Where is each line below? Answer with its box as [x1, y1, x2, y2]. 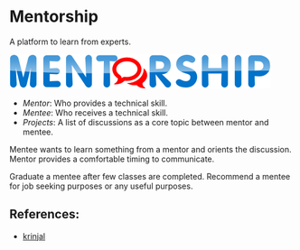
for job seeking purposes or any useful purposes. [9, 181, 193, 191]
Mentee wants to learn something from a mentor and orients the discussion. [9, 144, 292, 154]
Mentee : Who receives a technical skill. [22, 106, 169, 118]
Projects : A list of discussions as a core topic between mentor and [22, 116, 269, 127]
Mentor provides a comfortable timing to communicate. [9, 153, 215, 164]
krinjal [22, 230, 46, 241]
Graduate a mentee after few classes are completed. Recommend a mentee [9, 171, 291, 181]
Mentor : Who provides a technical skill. [22, 97, 168, 108]
